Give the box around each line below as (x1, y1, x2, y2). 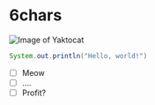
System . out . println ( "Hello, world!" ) (9, 51, 148, 60)
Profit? (21, 87, 47, 98)
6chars (9, 5, 63, 26)
